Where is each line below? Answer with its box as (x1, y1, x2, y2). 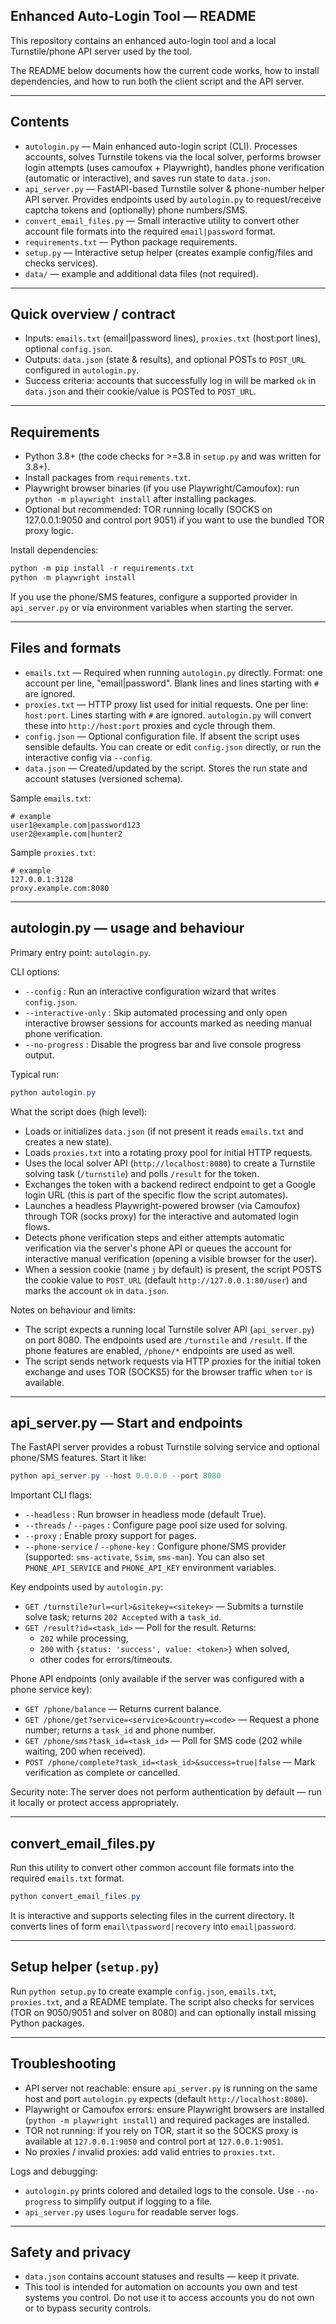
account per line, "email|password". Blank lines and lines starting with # (24, 677, 320, 689)
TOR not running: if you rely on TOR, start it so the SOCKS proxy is (24, 2124, 299, 2136)
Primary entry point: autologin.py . (10, 946, 152, 958)
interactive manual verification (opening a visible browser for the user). (24, 1252, 318, 1264)
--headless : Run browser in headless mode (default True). (24, 1509, 267, 1521)
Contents (10, 114, 70, 131)
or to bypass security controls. (24, 2302, 152, 2314)
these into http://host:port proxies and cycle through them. (24, 719, 276, 731)
